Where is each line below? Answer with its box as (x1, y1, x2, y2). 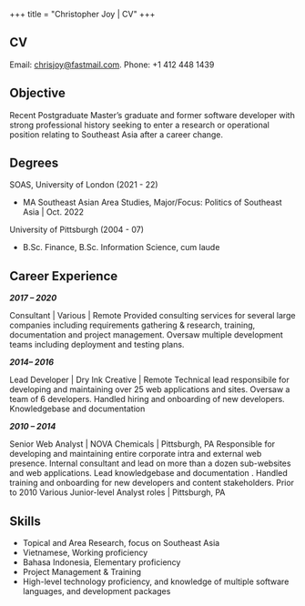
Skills (9, 513, 41, 529)
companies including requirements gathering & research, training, (9, 319, 256, 331)
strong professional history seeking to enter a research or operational (9, 119, 270, 130)
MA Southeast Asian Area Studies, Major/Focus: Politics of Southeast (22, 197, 282, 208)
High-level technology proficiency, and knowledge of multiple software (22, 576, 290, 587)
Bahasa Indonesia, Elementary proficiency (22, 557, 181, 568)
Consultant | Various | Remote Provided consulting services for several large (9, 310, 296, 321)
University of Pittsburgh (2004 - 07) (9, 224, 144, 236)
